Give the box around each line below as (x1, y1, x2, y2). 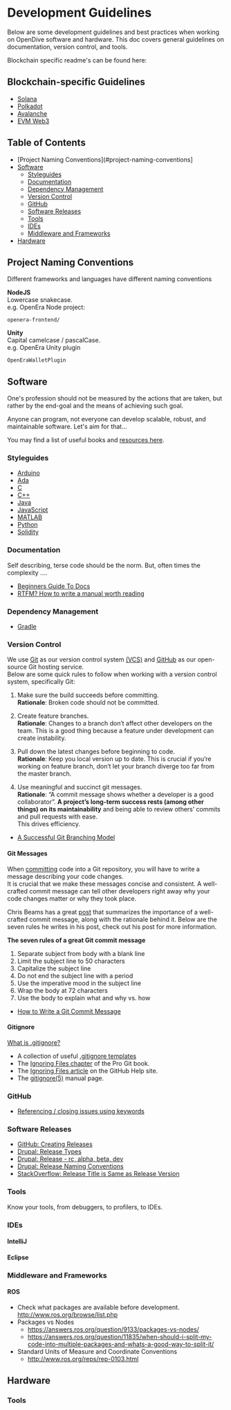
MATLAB (17, 513, 43, 521)
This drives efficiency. (17, 820, 81, 828)
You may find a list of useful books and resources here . (7, 436, 165, 444)
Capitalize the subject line (17, 964, 91, 973)
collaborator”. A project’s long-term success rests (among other (17, 798, 204, 806)
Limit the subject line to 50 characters (17, 957, 126, 965)
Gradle (17, 623, 37, 631)
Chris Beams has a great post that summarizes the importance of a (7, 907, 198, 916)
